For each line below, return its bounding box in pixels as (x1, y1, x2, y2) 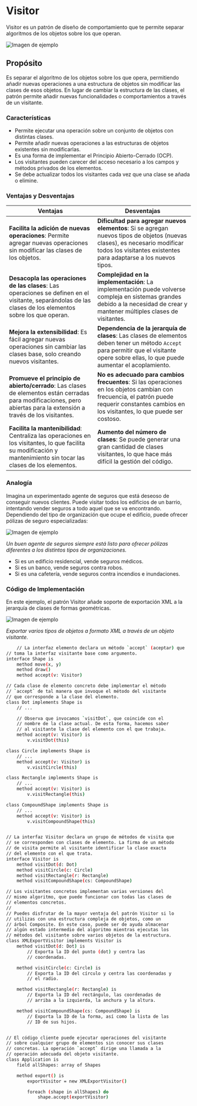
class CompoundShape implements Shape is (6, 802, 109, 808)
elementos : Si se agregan (97, 224, 169, 233)
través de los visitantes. (9, 411, 74, 419)
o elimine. (14, 177, 39, 184)
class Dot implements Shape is (6, 699, 83, 705)
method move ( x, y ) (16, 661, 62, 667)
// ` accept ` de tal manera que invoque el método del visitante (6, 689, 167, 695)
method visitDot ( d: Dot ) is (16, 944, 85, 949)
